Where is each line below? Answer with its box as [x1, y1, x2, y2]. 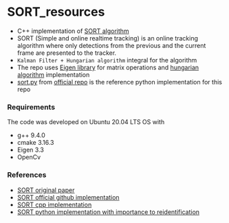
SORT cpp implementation [17, 200, 92, 209]
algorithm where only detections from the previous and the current [17, 41, 206, 49]
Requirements [7, 102, 56, 112]
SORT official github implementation [17, 193, 120, 201]
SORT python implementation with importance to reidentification [17, 207, 200, 216]
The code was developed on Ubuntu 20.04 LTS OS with [7, 118, 165, 126]
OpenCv [17, 153, 41, 161]
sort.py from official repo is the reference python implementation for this [17, 78, 222, 86]
